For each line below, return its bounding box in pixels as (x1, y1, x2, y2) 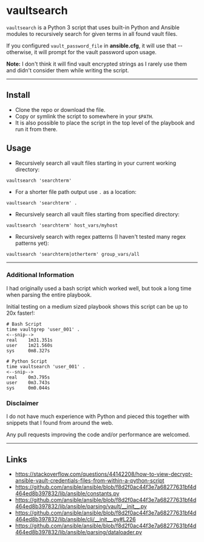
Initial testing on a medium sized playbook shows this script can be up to (6, 303, 188, 310)
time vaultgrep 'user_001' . (6, 326, 80, 332)
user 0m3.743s (6, 379, 50, 386)
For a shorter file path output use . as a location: (15, 188, 137, 195)
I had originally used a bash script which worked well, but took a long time (6, 284, 192, 292)
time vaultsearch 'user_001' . (6, 363, 86, 369)
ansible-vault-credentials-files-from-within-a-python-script (15, 476, 165, 484)
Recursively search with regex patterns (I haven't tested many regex (15, 233, 186, 240)
